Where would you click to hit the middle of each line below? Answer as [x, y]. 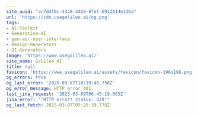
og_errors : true [26, 77]
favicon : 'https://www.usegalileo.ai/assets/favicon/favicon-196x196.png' [100, 72]
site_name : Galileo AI [34, 61]
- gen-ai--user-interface [38, 39]
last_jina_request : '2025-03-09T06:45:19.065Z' [66, 94]
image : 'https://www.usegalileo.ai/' [53, 56]
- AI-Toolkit [22, 28]
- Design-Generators [32, 45]
